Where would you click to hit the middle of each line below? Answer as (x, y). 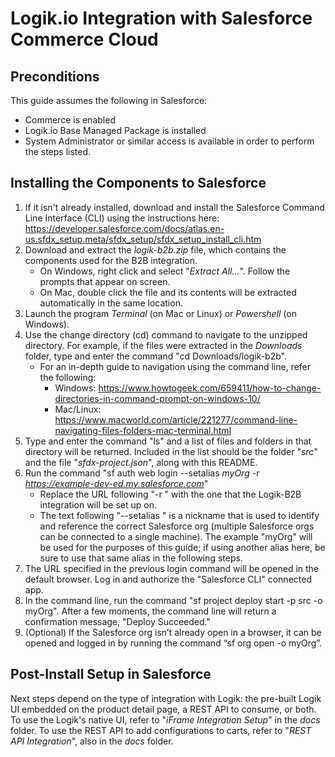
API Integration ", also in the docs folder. (92, 741)
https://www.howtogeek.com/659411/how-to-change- (210, 388)
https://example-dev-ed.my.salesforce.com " (116, 483)
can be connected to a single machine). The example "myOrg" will (176, 536)
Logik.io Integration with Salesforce (161, 18)
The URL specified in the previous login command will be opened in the (172, 568)
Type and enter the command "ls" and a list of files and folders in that (168, 441)
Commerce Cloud (84, 39)
